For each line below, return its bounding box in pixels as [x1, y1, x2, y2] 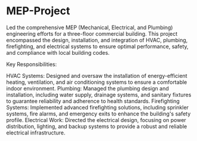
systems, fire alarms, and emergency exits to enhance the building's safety [6, 110, 191, 117]
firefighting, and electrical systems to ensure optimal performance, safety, [6, 43, 189, 50]
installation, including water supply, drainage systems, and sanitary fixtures [6, 91, 192, 98]
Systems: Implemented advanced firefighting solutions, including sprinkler [6, 104, 189, 111]
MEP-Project [6, 4, 70, 18]
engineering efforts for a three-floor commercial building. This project [6, 30, 178, 37]
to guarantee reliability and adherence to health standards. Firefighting [6, 97, 180, 105]
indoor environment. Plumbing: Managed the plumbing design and [6, 84, 169, 92]
